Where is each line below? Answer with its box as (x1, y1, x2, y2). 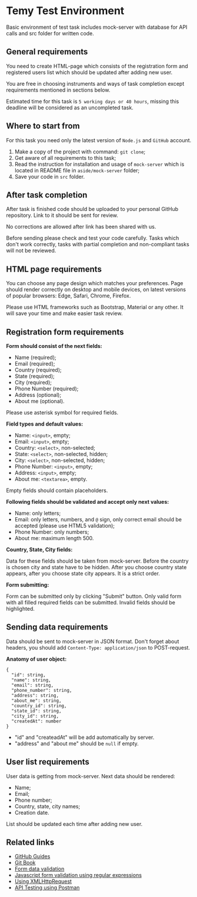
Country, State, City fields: (6, 546, 73, 553)
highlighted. (6, 605, 35, 612)
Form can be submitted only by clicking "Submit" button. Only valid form (6, 593, 182, 600)
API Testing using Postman (14, 884, 80, 891)
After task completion (6, 190, 88, 200)
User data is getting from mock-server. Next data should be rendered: (6, 772, 175, 779)
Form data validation (14, 865, 65, 872)
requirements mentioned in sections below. (6, 86, 111, 93)
